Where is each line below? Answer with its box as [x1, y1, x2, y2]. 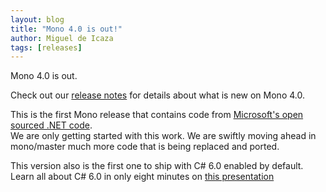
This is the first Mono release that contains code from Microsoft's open [10, 109, 304, 121]
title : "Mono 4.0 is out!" [10, 24, 123, 34]
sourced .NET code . [10, 119, 93, 131]
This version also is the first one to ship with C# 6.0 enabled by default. [10, 160, 304, 172]
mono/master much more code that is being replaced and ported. [10, 141, 280, 153]
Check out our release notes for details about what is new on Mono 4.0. [10, 89, 305, 101]
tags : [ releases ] [10, 42, 83, 53]
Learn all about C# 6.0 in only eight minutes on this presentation [10, 171, 275, 183]
